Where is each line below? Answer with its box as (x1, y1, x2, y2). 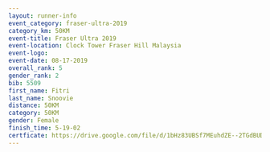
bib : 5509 (8, 79, 42, 87)
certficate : (8, 131, 48, 139)
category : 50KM (8, 109, 59, 117)
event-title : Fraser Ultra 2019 (8, 34, 117, 43)
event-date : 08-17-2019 (8, 57, 88, 65)
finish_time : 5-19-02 (8, 124, 81, 132)
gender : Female (8, 117, 59, 125)
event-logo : (8, 49, 48, 57)
